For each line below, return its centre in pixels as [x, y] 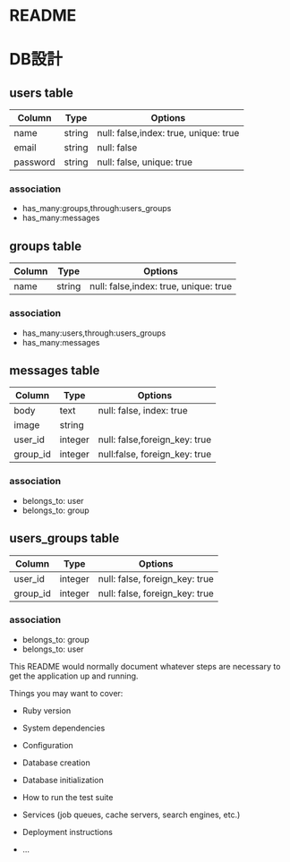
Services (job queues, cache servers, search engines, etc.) [131, 815]
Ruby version [47, 710]
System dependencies [64, 728]
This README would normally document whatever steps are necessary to [145, 666]
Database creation [56, 763]
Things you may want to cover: [66, 693]
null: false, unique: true [145, 162]
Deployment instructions [68, 832]
